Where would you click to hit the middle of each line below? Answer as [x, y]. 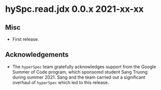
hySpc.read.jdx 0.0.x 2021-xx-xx [75, 9]
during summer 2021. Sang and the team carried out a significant [79, 77]
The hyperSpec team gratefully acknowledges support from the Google [84, 67]
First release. [26, 39]
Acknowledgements [37, 55]
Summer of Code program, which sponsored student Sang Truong [80, 72]
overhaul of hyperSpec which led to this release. [60, 82]
